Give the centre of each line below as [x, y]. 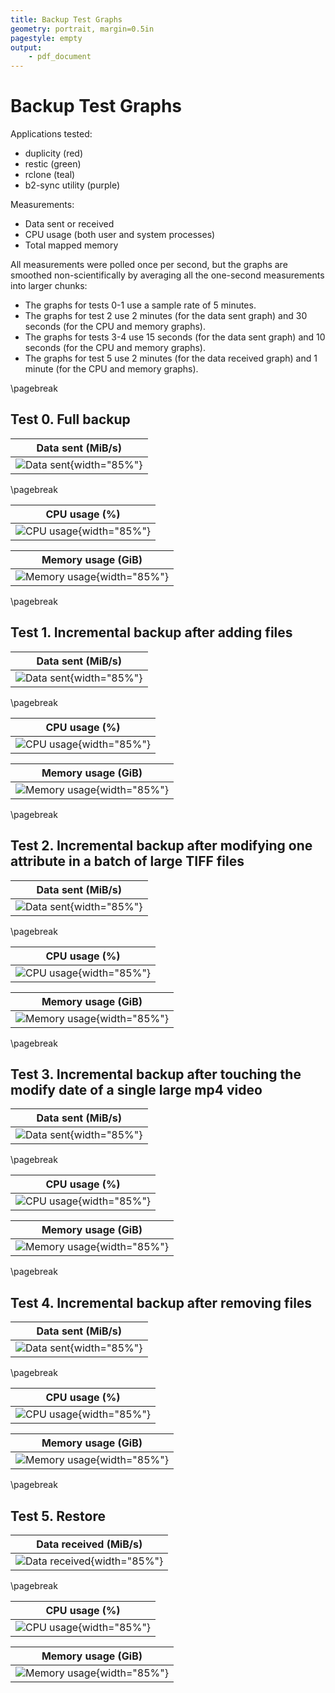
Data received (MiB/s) [89, 1544]
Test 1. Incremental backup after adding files [151, 632]
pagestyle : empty [46, 38]
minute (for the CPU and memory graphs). [111, 369]
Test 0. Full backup [70, 419]
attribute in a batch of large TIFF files [127, 861]
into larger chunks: [49, 286]
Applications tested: [51, 134]
